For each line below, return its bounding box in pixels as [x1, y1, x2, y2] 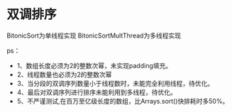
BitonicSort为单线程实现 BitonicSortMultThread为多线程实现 [6, 31, 182, 40]
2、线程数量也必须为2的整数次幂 [16, 70, 112, 79]
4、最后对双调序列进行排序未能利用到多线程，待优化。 [16, 88, 177, 96]
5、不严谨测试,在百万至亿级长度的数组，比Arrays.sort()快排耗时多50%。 [16, 96, 229, 105]
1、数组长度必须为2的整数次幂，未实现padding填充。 [16, 61, 172, 69]
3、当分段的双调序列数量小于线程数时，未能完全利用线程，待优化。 [16, 79, 214, 87]
